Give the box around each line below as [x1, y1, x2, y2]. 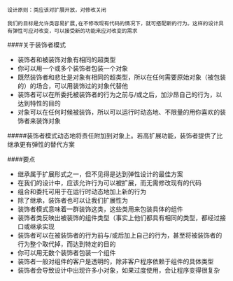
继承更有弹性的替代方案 [7, 140, 75, 148]
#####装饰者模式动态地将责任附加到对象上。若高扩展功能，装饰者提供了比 [7, 131, 223, 140]
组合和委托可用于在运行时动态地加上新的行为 [17, 187, 147, 196]
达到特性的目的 [17, 99, 61, 107]
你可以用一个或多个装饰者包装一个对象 [17, 64, 128, 72]
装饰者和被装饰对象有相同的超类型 [17, 55, 116, 64]
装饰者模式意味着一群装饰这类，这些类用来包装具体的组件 [17, 205, 183, 213]
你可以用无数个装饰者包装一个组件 [17, 249, 116, 257]
